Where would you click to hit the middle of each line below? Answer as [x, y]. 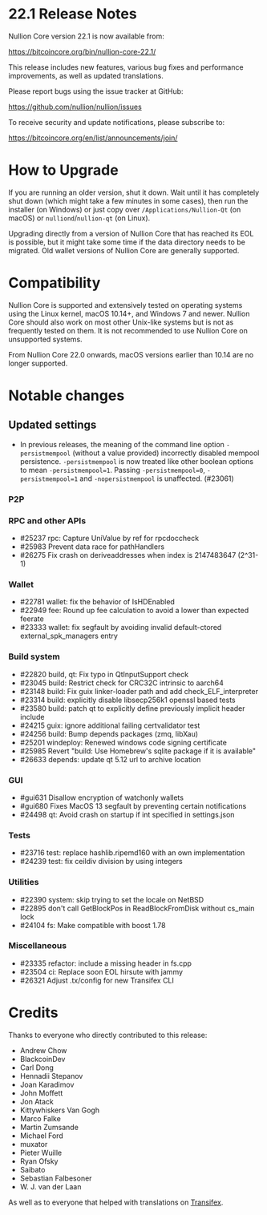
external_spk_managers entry [69, 636]
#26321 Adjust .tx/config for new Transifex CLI [97, 980]
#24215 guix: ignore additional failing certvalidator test [110, 725]
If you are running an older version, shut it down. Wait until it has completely [134, 192]
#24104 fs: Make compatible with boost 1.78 [93, 925]
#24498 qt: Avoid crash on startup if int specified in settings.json [127, 814]
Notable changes [67, 396]
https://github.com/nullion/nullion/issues [75, 107]
